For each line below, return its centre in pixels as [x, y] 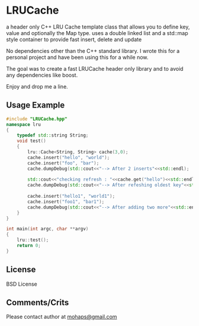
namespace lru [24, 124]
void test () [31, 141]
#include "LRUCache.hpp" [37, 119]
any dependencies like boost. [42, 75]
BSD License [22, 284]
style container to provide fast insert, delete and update [74, 39]
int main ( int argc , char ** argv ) [47, 229]
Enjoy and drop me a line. [37, 86]
